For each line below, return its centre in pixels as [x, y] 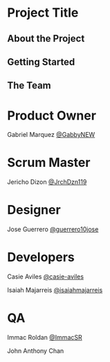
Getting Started [41, 61]
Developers [41, 257]
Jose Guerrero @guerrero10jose [53, 229]
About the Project [46, 39]
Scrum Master [49, 163]
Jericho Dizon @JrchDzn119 [47, 182]
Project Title [43, 13]
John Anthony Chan [36, 351]
